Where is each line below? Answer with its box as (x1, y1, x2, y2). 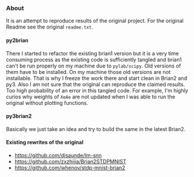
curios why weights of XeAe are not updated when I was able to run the (6, 93, 176, 100)
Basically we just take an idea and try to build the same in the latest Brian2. (6, 125, 186, 132)
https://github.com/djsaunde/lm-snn (14, 151, 102, 158)
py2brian (6, 37, 29, 44)
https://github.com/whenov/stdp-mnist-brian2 (14, 164, 125, 171)
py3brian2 (6, 112, 32, 120)
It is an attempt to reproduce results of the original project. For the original (6, 17, 184, 24)
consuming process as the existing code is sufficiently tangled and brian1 (6, 56, 182, 63)
